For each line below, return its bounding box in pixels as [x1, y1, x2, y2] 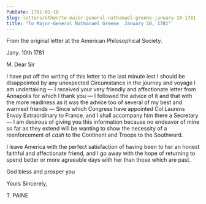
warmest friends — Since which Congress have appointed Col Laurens [6, 105, 185, 113]
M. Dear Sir [6, 61, 35, 68]
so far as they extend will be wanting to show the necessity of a [6, 125, 167, 132]
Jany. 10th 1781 [6, 49, 45, 56]
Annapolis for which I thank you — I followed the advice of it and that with [6, 93, 193, 100]
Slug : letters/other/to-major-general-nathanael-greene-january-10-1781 [6, 15, 196, 21]
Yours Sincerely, [6, 180, 48, 187]
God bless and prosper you [6, 168, 75, 175]
